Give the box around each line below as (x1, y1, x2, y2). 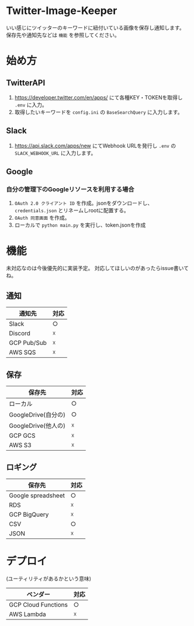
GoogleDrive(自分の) (9, 411, 66, 419)
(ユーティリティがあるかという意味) (6, 575, 92, 582)
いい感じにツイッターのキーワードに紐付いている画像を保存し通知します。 (6, 24, 185, 31)
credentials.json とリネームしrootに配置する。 (14, 207, 130, 214)
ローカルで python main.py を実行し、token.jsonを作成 (14, 222, 146, 229)
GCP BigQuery (9, 510, 49, 518)
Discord (9, 329, 31, 337)
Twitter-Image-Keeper (6, 4, 117, 18)
